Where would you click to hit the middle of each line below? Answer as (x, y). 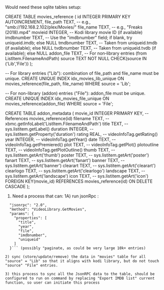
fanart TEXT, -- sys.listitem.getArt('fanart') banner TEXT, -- (65, 160)
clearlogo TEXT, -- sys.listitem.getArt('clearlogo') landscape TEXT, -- (75, 171)
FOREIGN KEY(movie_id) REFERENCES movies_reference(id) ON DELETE (79, 181)
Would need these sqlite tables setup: (43, 7)
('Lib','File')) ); (19, 64)
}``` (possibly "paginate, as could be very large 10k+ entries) (78, 248)
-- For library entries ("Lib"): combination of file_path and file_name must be (82, 73)
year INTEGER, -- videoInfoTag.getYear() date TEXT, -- (61, 139)
